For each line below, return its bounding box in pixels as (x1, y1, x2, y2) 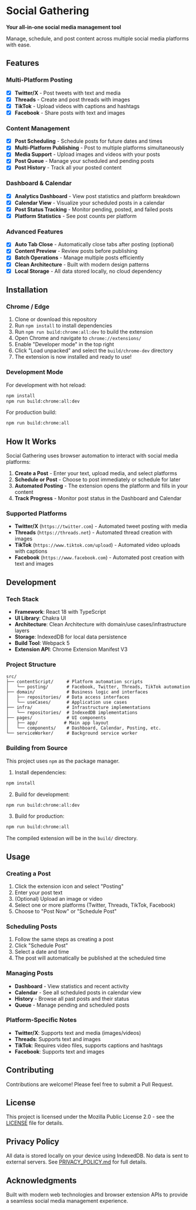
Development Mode (6, 368, 63, 376)
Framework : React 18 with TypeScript (14, 609, 106, 616)
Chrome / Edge (6, 302, 50, 310)
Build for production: (14, 813, 65, 820)
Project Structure (6, 660, 56, 668)
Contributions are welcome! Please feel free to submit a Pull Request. (6, 1081, 174, 1088)
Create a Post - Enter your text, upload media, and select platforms (14, 470, 177, 477)
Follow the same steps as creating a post (14, 936, 114, 943)
